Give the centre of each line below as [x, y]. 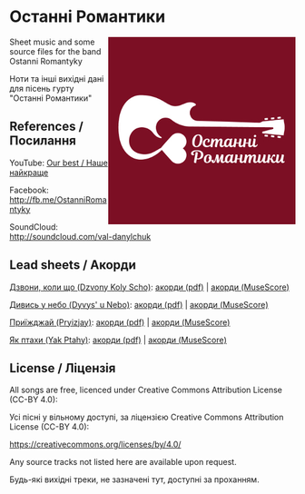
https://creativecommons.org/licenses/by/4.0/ [95, 445]
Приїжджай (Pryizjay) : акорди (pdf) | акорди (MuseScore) [120, 322]
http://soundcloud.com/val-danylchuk [80, 236]
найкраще [29, 172]
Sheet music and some [52, 42]
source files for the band [55, 51]
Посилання [43, 141]
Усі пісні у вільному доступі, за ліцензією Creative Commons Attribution [147, 417]
